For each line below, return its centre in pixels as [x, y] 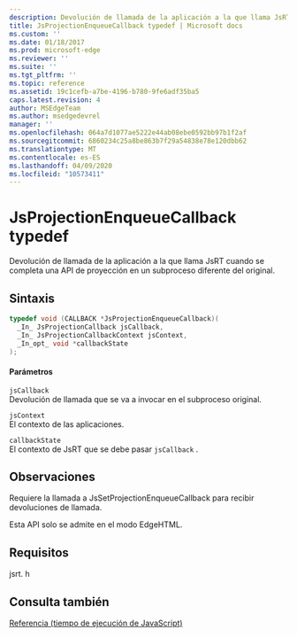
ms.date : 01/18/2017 [47, 42]
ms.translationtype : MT [53, 149]
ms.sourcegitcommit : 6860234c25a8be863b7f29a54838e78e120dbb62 [128, 141]
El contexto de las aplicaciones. [67, 424]
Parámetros [31, 371]
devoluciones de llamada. [56, 508]
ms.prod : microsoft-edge [55, 50]
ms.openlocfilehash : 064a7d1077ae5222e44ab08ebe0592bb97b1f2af [128, 133]
